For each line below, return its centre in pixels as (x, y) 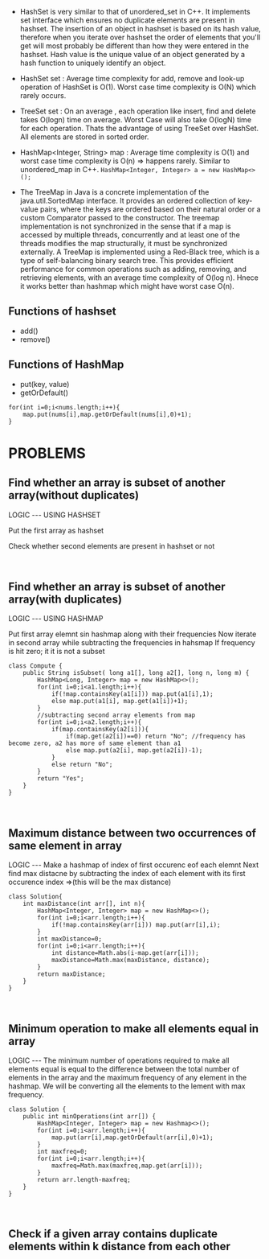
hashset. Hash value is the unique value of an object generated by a (132, 54)
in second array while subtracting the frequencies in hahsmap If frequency (132, 643)
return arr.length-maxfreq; (84, 1180)
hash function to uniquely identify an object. (93, 63)
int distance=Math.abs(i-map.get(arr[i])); (125, 953)
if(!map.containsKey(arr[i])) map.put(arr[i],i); (136, 925)
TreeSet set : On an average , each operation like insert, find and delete (138, 111)
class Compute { (35, 666)
